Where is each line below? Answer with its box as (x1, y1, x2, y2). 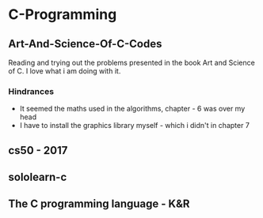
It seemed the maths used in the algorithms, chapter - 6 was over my (19, 104, 246, 114)
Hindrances (8, 85, 54, 96)
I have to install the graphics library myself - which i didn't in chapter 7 (19, 121, 250, 130)
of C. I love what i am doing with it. (8, 66, 121, 76)
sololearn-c (8, 171, 67, 184)
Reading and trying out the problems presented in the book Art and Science (8, 58, 255, 67)
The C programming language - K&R (8, 197, 190, 211)
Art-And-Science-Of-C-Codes (8, 37, 162, 51)
